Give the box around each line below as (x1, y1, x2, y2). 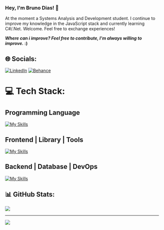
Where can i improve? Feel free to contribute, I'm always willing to (5, 35, 143, 41)
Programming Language (5, 108, 81, 117)
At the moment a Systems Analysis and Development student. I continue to (5, 16, 155, 21)
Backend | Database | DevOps (5, 163, 98, 171)
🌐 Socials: (5, 55, 37, 63)
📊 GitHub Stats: (5, 190, 55, 199)
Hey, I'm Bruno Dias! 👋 (5, 4, 59, 11)
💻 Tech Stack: (5, 85, 65, 97)
